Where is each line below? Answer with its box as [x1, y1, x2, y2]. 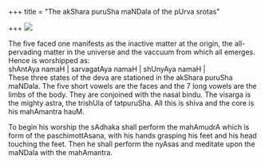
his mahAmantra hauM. [8, 107, 85, 116]
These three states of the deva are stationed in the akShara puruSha [8, 73, 233, 82]
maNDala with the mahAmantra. [8, 148, 113, 157]
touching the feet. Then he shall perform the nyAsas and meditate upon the [8, 139, 255, 149]
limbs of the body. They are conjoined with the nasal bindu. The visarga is [8, 90, 251, 99]
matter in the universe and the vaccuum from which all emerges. [43, 47, 255, 57]
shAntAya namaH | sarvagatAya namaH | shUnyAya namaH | [8, 64, 206, 74]
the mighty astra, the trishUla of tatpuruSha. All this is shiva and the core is [8, 98, 255, 107]
